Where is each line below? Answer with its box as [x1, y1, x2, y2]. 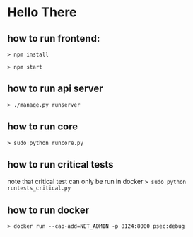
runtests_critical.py [7, 185, 71, 192]
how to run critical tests [7, 158, 115, 170]
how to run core [7, 121, 78, 133]
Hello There [7, 4, 77, 21]
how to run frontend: [7, 33, 100, 45]
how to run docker [7, 204, 90, 216]
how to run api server [7, 83, 104, 95]
